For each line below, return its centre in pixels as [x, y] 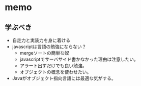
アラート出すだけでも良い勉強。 [53, 66]
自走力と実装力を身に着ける [41, 40]
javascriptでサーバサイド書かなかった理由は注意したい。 [79, 59]
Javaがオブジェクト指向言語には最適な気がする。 [64, 78]
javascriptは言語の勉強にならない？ [49, 47]
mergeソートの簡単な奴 [44, 53]
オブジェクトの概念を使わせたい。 [55, 72]
